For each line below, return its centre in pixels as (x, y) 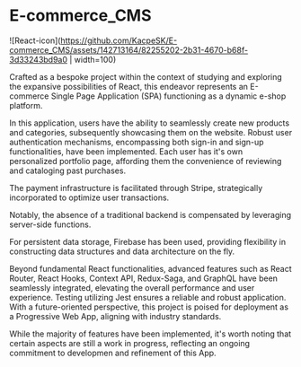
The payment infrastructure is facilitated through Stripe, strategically (136, 188)
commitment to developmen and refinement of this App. (113, 353)
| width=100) (93, 59)
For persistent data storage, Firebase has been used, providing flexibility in (147, 241)
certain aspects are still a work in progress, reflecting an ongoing (129, 343)
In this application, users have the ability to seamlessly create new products (150, 123)
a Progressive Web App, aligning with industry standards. (115, 316)
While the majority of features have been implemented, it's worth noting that (150, 334)
